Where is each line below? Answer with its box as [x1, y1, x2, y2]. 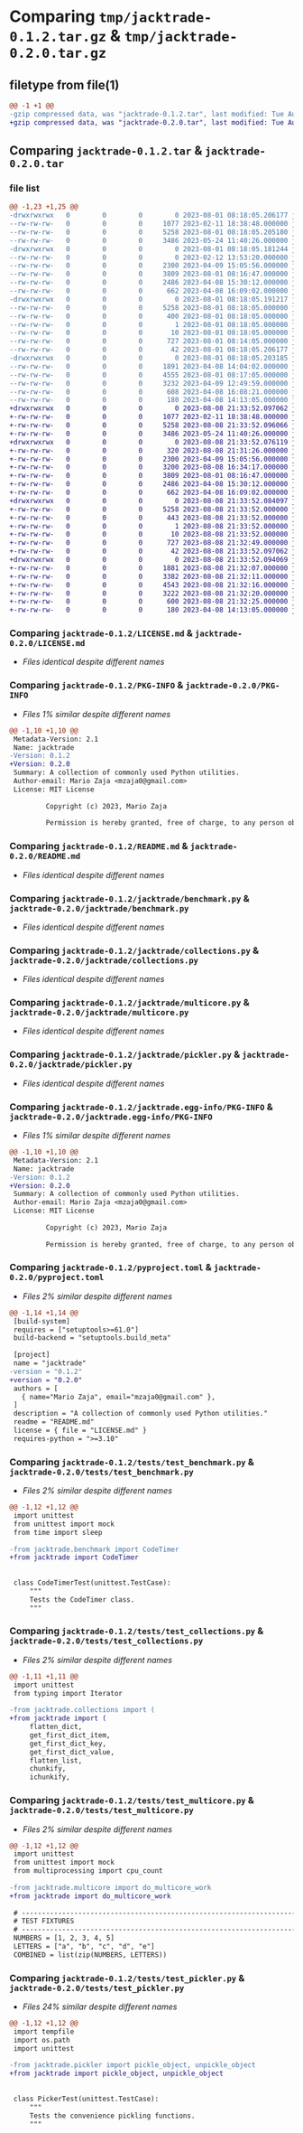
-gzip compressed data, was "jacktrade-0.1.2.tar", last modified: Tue [9, 109, 284, 118]
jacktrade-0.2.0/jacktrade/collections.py [9, 955, 198, 966]
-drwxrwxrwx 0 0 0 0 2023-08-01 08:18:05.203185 [9, 354, 289, 363]
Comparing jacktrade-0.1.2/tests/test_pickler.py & [9, 1971, 245, 1984]
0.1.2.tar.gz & [9, 25, 122, 46]
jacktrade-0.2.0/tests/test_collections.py [9, 1636, 204, 1646]
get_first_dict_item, [29, 1730, 111, 1740]
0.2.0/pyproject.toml [9, 1272, 105, 1283]
